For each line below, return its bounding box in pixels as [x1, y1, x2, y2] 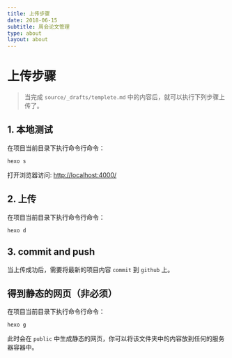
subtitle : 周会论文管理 [7, 23, 70, 30]
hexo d [7, 227, 26, 234]
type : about [7, 29, 42, 37]
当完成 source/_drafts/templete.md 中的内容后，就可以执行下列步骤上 [24, 93, 225, 101]
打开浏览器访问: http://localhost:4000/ [7, 170, 117, 179]
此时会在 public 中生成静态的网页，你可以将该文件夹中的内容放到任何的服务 [7, 334, 225, 343]
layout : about [7, 36, 49, 43]
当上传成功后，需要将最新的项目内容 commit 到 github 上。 [7, 265, 174, 274]
